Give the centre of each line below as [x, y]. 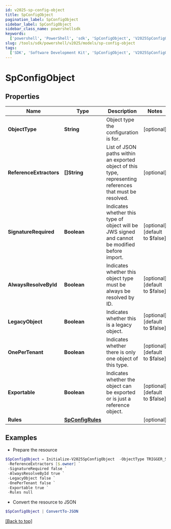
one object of [122, 358]
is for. [113, 139]
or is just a [119, 399]
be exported [121, 392]
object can [119, 386]
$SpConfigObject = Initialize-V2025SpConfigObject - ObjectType [75, 459]
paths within [121, 153]
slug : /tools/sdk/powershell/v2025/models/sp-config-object [70, 43]
